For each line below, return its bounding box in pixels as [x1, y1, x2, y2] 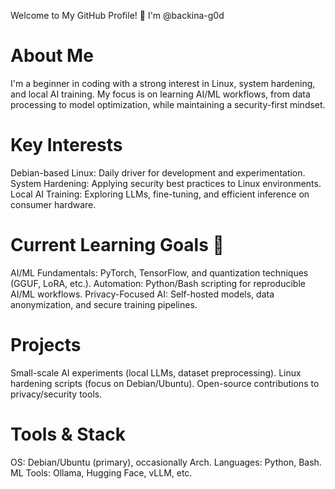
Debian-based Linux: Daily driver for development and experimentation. [10, 166, 306, 179]
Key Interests [10, 134, 123, 157]
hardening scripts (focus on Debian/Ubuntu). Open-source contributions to [10, 377, 320, 389]
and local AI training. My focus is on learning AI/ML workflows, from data [10, 88, 311, 100]
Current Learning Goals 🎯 [10, 234, 225, 257]
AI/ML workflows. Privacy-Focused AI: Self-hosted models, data [10, 288, 275, 300]
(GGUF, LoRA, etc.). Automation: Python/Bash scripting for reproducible [10, 277, 306, 289]
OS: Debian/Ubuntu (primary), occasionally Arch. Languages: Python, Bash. [10, 456, 322, 468]
